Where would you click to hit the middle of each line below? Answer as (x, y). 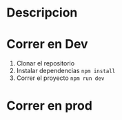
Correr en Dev (47, 44)
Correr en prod (49, 106)
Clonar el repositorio (45, 63)
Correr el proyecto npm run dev (60, 78)
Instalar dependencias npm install (66, 71)
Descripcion (42, 13)
